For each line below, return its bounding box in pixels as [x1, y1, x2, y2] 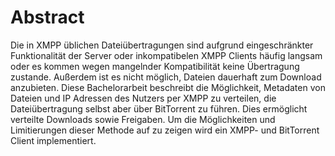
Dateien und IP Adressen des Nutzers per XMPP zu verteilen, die [10, 92, 277, 104]
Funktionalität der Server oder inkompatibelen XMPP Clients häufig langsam [10, 49, 323, 61]
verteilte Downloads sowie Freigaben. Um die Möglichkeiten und [10, 113, 276, 125]
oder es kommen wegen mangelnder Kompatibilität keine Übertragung [10, 60, 300, 72]
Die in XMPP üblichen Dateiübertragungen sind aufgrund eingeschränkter [10, 39, 314, 51]
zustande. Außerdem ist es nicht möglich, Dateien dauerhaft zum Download [10, 71, 322, 83]
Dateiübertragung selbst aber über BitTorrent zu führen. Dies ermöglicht [10, 102, 308, 115]
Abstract [10, 6, 85, 29]
